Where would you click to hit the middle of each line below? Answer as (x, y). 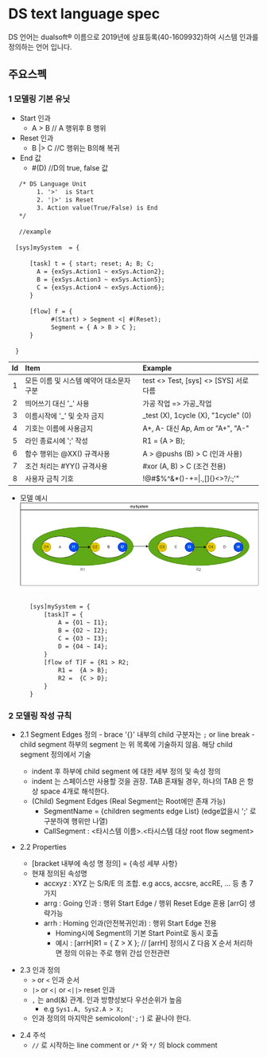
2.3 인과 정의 (40, 969)
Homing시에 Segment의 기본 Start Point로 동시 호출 (137, 933)
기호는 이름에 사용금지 (59, 429)
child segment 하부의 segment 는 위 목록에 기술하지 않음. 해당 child (126, 744)
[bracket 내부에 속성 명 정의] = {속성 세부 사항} (104, 863)
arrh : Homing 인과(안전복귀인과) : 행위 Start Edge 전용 (130, 923)
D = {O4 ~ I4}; (83, 646)
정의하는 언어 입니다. (40, 47)
